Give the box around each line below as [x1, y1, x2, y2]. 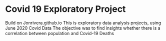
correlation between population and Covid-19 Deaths [5, 30, 114, 36]
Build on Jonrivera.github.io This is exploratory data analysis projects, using [5, 20, 161, 26]
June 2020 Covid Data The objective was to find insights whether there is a [5, 25, 161, 31]
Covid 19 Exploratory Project [5, 3, 126, 15]
